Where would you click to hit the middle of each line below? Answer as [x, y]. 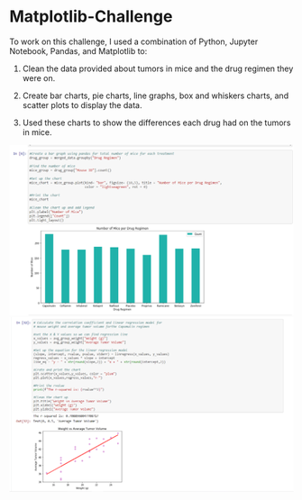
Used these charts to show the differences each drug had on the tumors [156, 123]
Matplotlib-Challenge [91, 17]
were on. [39, 77]
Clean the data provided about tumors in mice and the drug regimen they [158, 68]
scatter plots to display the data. [82, 105]
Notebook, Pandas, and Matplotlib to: [78, 50]
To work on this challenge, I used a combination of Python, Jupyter [134, 41]
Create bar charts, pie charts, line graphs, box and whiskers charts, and [156, 95]
